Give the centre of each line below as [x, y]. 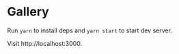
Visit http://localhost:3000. [45, 43]
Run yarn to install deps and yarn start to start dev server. [90, 30]
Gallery [28, 12]
